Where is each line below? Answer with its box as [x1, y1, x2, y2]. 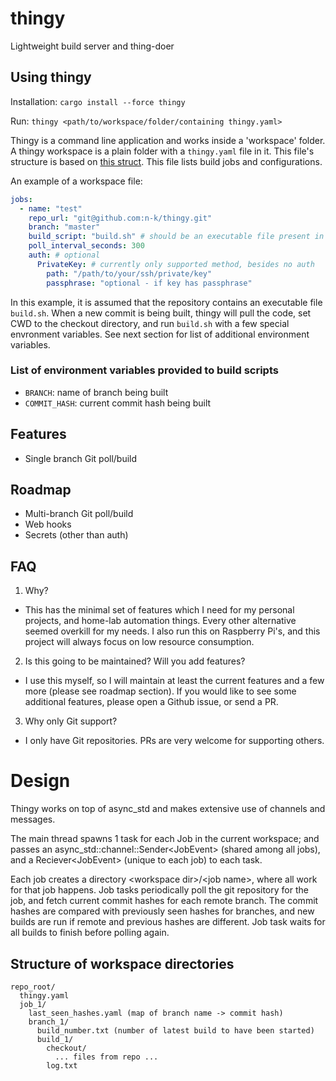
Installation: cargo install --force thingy [10, 95, 186, 107]
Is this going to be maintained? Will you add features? [24, 655, 246, 667]
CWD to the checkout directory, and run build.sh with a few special [10, 317, 290, 329]
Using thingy [10, 69, 92, 86]
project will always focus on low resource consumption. [24, 636, 255, 648]
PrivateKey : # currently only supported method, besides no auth [36, 259, 315, 269]
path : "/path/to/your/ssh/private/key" [46, 268, 213, 279]
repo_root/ [10, 982, 56, 992]
